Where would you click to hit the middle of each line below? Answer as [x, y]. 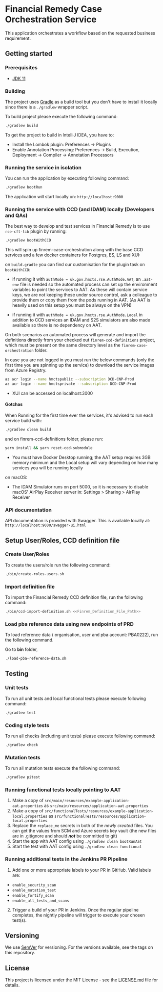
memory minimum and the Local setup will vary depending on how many [85, 462]
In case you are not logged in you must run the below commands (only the [80, 360]
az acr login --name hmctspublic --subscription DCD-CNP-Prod [70, 379]
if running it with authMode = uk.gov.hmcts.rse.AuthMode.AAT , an [76, 279]
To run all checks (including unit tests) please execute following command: [80, 736]
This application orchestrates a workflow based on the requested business [80, 33]
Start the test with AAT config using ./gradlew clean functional [77, 846]
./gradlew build [21, 125]
